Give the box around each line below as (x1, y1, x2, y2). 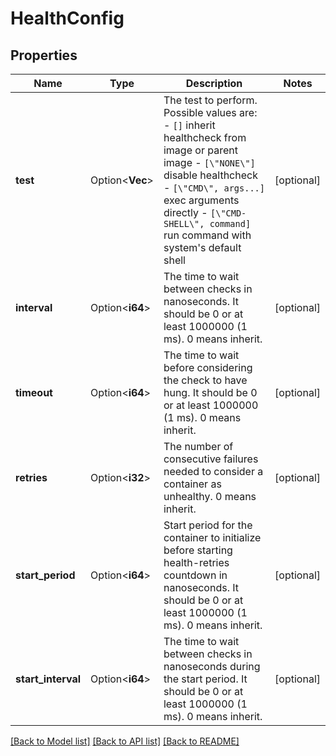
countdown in (163, 568, 228, 582)
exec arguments (163, 193, 240, 207)
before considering (163, 361, 253, 374)
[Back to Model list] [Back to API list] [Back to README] (10, 735, 240, 747)
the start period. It (163, 672, 248, 686)
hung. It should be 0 (163, 386, 258, 399)
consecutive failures (163, 452, 259, 466)
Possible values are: (163, 106, 258, 119)
